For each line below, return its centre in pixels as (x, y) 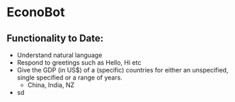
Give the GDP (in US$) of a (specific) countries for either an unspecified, (122, 70)
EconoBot (36, 12)
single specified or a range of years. (70, 77)
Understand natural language (59, 55)
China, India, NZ (51, 85)
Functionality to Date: (55, 38)
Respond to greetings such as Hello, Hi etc (79, 63)
